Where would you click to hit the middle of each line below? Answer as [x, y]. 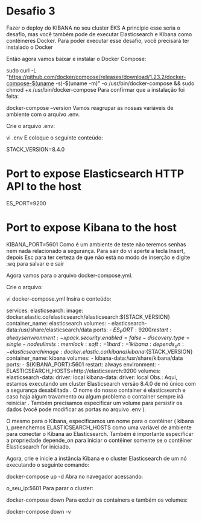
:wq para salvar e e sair [35, 263]
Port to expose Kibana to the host [91, 228]
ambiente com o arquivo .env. [43, 114]
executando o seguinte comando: [48, 465]
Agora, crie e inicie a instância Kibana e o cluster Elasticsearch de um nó [96, 459]
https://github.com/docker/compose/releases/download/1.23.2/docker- [97, 77]
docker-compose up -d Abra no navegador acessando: [75, 477]
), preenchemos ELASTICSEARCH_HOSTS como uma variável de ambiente [99, 427]
